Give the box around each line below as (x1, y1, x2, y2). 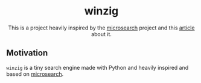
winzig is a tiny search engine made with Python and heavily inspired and (6, 64, 189, 71)
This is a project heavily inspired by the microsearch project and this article (8, 24, 195, 31)
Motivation (6, 48, 48, 58)
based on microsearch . (6, 70, 64, 78)
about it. (91, 30, 112, 37)
